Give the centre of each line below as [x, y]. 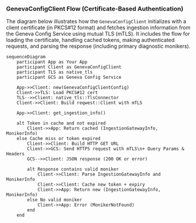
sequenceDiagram [26, 57]
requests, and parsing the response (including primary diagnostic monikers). [98, 46]
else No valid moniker [55, 200]
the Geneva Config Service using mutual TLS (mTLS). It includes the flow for [98, 34]
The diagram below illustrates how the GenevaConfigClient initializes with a [96, 22]
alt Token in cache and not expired [61, 123]
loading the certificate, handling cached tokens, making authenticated [90, 40]
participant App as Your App [52, 62]
